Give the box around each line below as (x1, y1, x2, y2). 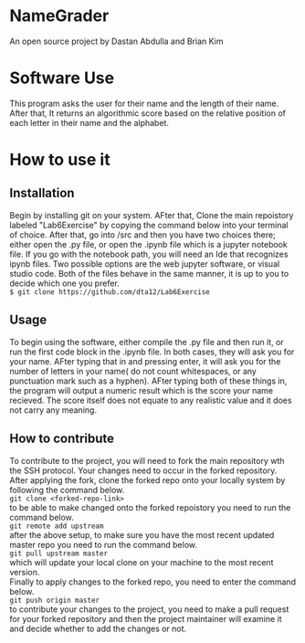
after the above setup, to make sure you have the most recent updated (9, 529, 275, 540)
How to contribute (9, 431, 115, 447)
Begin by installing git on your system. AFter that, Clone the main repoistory (9, 209, 294, 220)
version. (9, 566, 40, 577)
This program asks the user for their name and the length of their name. (9, 98, 279, 109)
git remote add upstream (9, 522, 104, 531)
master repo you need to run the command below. (9, 539, 198, 550)
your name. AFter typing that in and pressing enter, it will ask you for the (9, 355, 281, 366)
